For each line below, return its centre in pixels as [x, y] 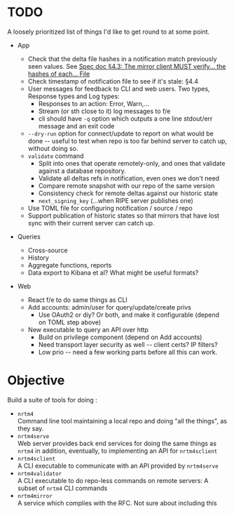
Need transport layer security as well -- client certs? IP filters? [128, 344]
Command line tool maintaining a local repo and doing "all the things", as [122, 421]
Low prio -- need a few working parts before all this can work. [128, 352]
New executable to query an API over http [88, 329]
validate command [56, 156]
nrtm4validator [40, 474]
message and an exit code [76, 126]
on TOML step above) [70, 322]
